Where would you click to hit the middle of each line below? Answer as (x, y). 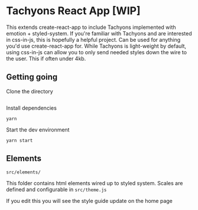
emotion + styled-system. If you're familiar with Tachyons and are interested (99, 33)
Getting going (32, 77)
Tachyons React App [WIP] (73, 11)
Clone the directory (30, 91)
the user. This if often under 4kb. (46, 58)
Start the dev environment (38, 129)
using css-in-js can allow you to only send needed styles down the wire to (97, 52)
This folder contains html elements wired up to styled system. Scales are (95, 183)
